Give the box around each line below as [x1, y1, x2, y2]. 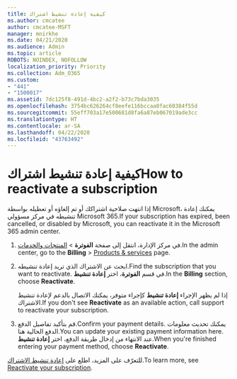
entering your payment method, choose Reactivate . [17, 342, 169, 351]
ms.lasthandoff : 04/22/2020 [7, 129, 91, 136]
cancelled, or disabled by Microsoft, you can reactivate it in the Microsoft [7, 220, 221, 228]
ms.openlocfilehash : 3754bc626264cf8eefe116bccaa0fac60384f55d [7, 103, 198, 110]
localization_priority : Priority [7, 63, 106, 70]
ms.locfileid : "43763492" [7, 135, 83, 142]
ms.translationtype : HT [7, 115, 78, 123]
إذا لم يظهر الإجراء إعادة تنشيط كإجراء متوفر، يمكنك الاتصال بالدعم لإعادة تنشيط [17, 291, 229, 300]
